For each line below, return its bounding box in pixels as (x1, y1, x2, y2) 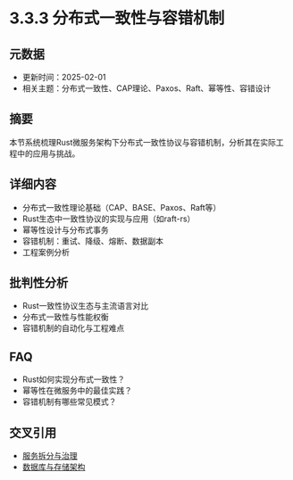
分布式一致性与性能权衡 (21, 311, 109, 322)
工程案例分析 (21, 246, 70, 257)
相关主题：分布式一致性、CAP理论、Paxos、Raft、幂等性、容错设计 (21, 83, 272, 94)
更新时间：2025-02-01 (21, 72, 106, 82)
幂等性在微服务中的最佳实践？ (21, 385, 132, 396)
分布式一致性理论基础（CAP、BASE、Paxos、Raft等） (21, 202, 222, 212)
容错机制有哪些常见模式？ (21, 396, 117, 407)
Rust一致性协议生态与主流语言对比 (21, 301, 149, 311)
